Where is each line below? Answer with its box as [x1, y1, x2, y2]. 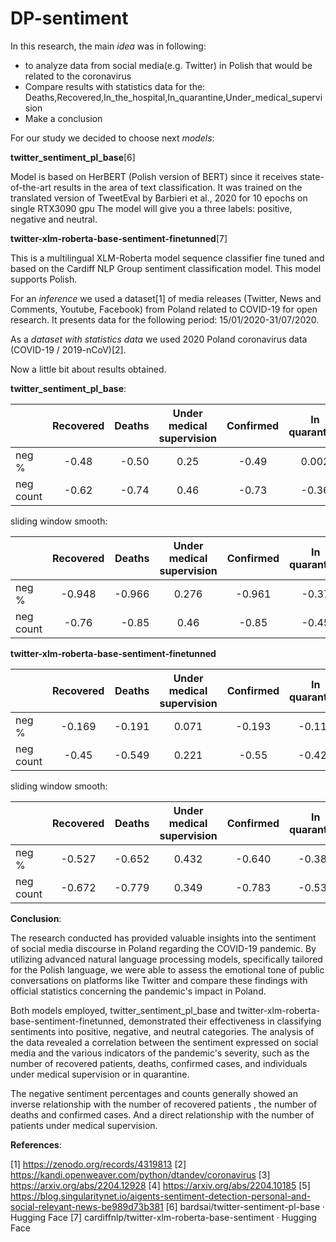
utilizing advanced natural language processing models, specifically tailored [10, 953, 323, 965]
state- [299, 170, 325, 182]
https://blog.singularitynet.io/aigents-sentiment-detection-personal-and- [10, 1190, 312, 1202]
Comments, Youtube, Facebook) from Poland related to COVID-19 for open [10, 303, 318, 315]
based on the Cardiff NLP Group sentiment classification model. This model [10, 262, 322, 274]
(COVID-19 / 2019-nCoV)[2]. [10, 343, 127, 356]
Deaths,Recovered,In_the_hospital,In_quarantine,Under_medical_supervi [24, 91, 323, 103]
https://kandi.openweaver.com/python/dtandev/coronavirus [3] [10, 1168, 271, 1181]
